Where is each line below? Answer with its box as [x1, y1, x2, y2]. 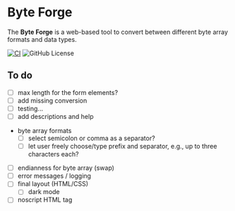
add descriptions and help [17, 112, 94, 120]
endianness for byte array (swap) [17, 164, 115, 172]
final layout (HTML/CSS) [17, 180, 89, 188]
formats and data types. [7, 35, 77, 43]
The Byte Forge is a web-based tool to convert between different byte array [7, 28, 228, 36]
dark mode [28, 188, 60, 196]
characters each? [28, 150, 79, 159]
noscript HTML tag [17, 195, 73, 204]
